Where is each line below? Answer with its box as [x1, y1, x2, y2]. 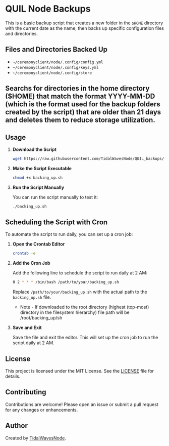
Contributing [5, 388, 46, 396]
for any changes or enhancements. [5, 407, 78, 413]
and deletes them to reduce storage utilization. [5, 116, 155, 125]
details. [5, 373, 21, 379]
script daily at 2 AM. [12, 340, 54, 346]
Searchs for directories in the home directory [5, 84, 150, 93]
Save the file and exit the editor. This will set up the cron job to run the [12, 335, 158, 341]
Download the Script [12, 146, 57, 152]
